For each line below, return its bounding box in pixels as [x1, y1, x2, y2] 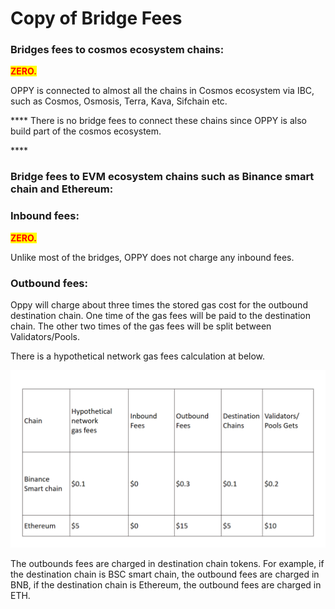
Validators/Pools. [10, 331, 81, 342]
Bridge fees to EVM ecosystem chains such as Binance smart [10, 170, 315, 184]
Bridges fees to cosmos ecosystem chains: [10, 43, 225, 57]
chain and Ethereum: [10, 182, 114, 196]
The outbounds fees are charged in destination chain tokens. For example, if [10, 557, 325, 569]
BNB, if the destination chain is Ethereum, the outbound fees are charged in [10, 578, 322, 591]
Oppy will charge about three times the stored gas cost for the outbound [10, 299, 308, 311]
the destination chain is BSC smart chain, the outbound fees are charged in [10, 568, 320, 580]
